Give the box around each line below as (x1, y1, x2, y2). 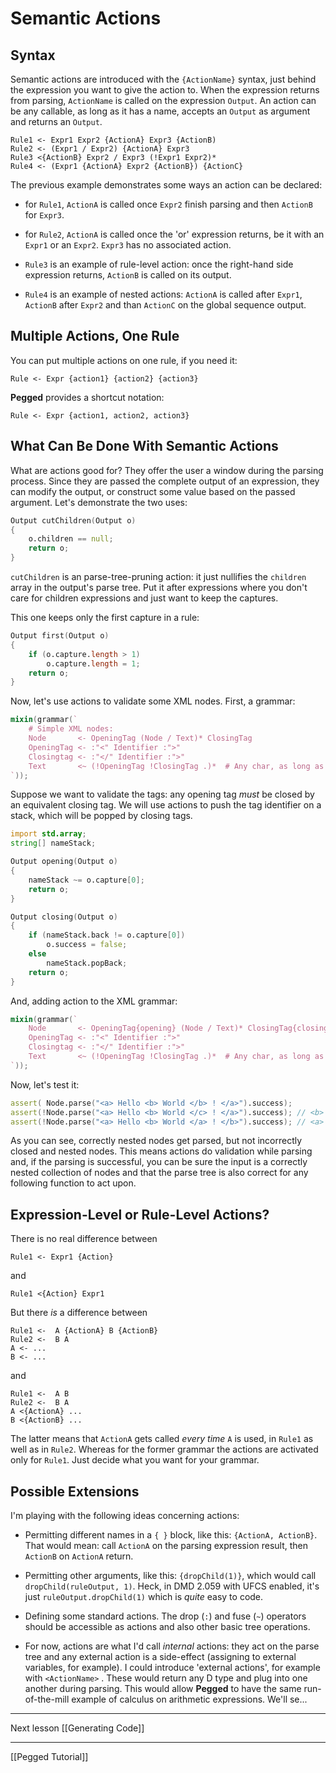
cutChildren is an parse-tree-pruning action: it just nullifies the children (10, 571, 307, 582)
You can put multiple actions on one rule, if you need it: (10, 354, 238, 366)
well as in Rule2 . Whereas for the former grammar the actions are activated (10, 1443, 319, 1456)
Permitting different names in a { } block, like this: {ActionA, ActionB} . (24, 1529, 318, 1541)
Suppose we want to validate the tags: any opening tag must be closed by (10, 788, 315, 801)
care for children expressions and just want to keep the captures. (10, 592, 279, 604)
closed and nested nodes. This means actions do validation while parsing (10, 1145, 313, 1157)
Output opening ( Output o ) (10, 857, 118, 867)
